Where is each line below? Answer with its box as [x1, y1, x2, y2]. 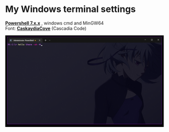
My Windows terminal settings [5, 3, 136, 15]
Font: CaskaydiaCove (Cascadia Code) [5, 25, 87, 31]
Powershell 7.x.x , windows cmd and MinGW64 [5, 20, 104, 26]
